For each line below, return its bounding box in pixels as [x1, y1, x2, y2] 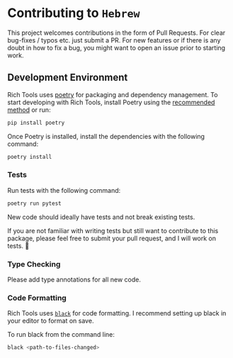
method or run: [7, 105, 51, 114]
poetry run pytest [7, 200, 62, 207]
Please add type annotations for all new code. [7, 275, 142, 284]
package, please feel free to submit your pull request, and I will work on [7, 234, 217, 242]
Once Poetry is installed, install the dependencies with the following [7, 132, 205, 140]
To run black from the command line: [7, 330, 115, 339]
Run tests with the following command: [7, 186, 121, 194]
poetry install [7, 153, 52, 160]
